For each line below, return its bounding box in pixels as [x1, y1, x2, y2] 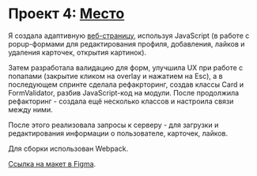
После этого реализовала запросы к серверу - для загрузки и [8, 120, 219, 129]
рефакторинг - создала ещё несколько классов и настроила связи [8, 96, 234, 106]
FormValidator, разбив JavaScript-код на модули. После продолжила [8, 88, 240, 97]
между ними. [8, 104, 53, 114]
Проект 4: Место [8, 5, 125, 23]
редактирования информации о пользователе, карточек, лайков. [8, 128, 229, 138]
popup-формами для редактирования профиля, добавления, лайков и [8, 39, 245, 48]
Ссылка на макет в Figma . [8, 159, 96, 168]
